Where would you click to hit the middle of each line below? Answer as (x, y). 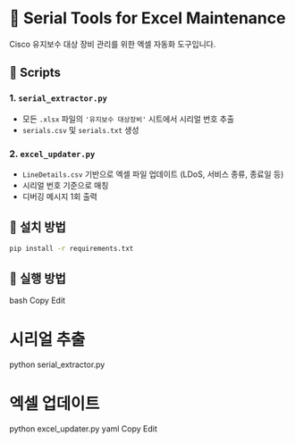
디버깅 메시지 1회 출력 (60, 196)
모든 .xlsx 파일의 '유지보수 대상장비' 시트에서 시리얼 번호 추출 (128, 119)
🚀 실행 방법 (38, 279)
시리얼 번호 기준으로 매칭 (65, 185)
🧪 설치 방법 (38, 227)
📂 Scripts (35, 73)
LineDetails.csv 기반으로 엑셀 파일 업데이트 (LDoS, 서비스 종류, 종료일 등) (153, 174)
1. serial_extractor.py (58, 98)
